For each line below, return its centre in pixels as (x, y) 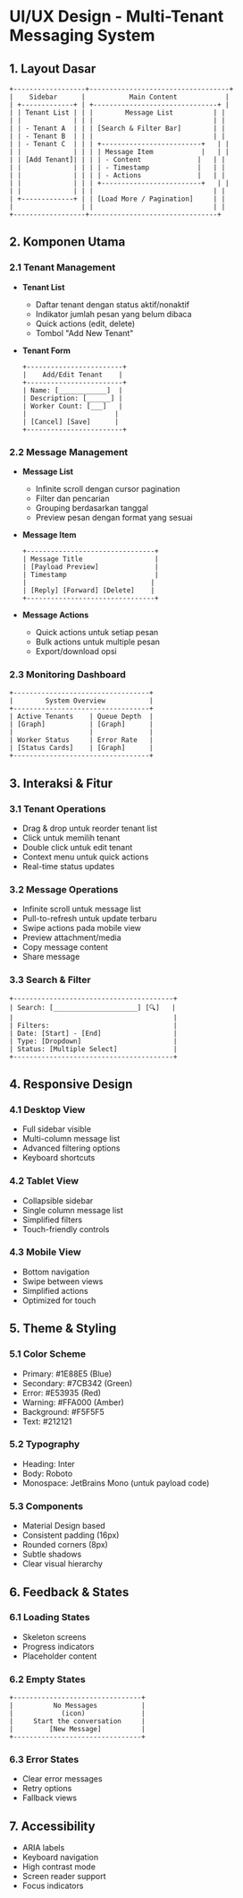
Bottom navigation (56, 1272)
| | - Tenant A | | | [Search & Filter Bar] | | (117, 128)
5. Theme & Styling (63, 1329)
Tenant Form (46, 350)
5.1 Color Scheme (48, 1354)
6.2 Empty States (48, 1679)
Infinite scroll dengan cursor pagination (108, 488)
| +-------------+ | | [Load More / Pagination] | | (117, 199)
